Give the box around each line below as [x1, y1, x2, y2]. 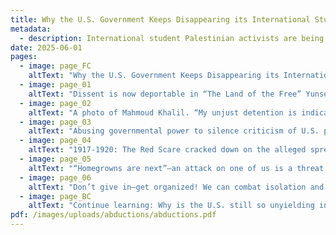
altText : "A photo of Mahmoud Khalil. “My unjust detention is [28, 107, 298, 118]
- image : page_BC [19, 191, 92, 201]
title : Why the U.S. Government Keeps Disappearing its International [10, 14, 311, 25]
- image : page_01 [19, 80, 92, 90]
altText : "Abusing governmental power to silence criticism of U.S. [28, 126, 320, 136]
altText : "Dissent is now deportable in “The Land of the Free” [28, 89, 302, 99]
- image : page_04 [19, 136, 92, 146]
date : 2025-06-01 [10, 42, 83, 53]
